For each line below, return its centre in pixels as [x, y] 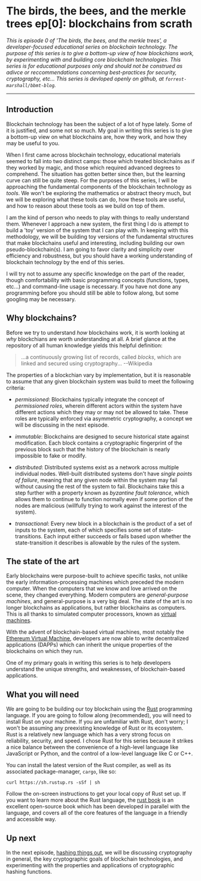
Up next [21, 838]
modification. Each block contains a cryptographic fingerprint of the [98, 443]
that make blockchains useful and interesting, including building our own [95, 243]
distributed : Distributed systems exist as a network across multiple [97, 467]
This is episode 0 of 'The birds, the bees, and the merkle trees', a [86, 40]
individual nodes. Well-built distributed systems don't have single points [103, 474]
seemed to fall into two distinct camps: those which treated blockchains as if [100, 161]
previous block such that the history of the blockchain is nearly [92, 449]
